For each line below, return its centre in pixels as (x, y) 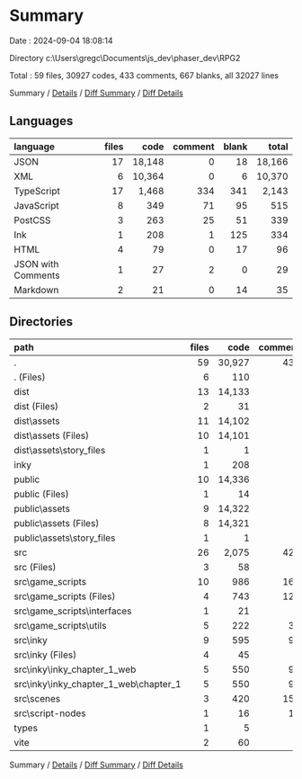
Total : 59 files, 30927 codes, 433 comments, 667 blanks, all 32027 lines (144, 75)
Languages (41, 121)
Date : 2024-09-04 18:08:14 (62, 40)
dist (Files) (36, 406)
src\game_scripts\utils (60, 625)
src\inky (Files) (45, 655)
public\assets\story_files (65, 538)
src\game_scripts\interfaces (73, 611)
